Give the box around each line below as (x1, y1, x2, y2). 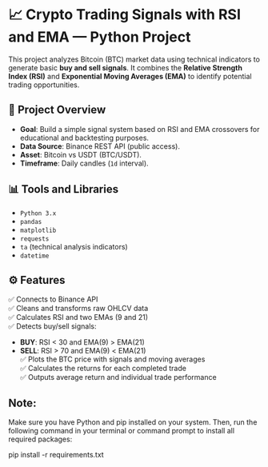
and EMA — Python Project (8, 28, 191, 46)
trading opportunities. (8, 80, 80, 90)
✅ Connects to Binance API (8, 294, 98, 304)
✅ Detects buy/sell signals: (8, 321, 97, 331)
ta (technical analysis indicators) (19, 241, 128, 251)
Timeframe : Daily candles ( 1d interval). (19, 158, 150, 168)
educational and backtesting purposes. (19, 133, 150, 142)
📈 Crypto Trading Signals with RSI (8, 6, 242, 24)
